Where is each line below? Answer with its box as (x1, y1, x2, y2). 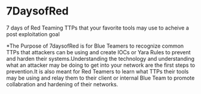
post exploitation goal (6, 30, 60, 37)
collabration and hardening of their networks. (6, 80, 119, 88)
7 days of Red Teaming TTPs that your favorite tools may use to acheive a (6, 24, 190, 31)
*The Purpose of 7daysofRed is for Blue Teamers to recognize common (6, 42, 184, 49)
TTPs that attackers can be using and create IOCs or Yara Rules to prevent (6, 48, 191, 55)
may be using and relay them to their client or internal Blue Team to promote (6, 74, 195, 81)
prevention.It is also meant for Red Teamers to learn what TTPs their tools (6, 67, 189, 75)
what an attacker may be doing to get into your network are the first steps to (6, 61, 196, 69)
